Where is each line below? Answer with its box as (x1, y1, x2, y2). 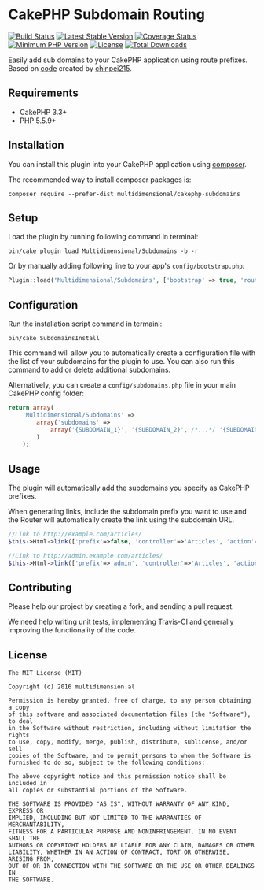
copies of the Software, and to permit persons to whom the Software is (8, 752, 251, 760)
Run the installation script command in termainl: (8, 319, 163, 328)
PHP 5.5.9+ (19, 116, 57, 125)
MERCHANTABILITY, (8, 821, 65, 829)
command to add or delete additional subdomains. (8, 365, 171, 375)
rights (8, 731, 30, 740)
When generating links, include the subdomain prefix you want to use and (8, 506, 247, 517)
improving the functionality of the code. (8, 625, 136, 635)
